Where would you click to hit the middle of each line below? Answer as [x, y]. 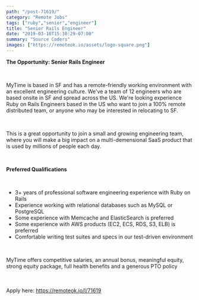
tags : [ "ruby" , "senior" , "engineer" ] [51, 23]
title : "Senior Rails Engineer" [46, 28]
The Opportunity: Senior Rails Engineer [56, 62]
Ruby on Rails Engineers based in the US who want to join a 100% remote [96, 104]
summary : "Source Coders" [38, 39]
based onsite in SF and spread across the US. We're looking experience [94, 98]
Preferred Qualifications [37, 169]
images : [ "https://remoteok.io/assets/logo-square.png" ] [78, 45]
